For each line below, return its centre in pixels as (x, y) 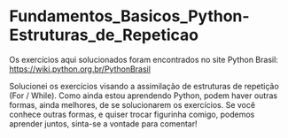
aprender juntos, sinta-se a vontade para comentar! (103, 123)
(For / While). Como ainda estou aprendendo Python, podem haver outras (143, 96)
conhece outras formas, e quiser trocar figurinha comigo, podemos (132, 114)
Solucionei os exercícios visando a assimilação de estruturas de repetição (144, 86)
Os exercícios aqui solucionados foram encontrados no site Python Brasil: (144, 59)
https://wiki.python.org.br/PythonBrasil (80, 69)
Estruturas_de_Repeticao (104, 35)
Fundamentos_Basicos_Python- (129, 16)
